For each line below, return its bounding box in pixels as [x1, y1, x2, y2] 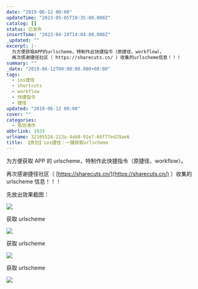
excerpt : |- [6, 43, 37, 49]
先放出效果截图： [6, 191, 50, 198]
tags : [6, 71, 20, 78]
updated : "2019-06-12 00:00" [6, 105, 81, 112]
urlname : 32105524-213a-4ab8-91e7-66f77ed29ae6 [6, 134, 130, 141]
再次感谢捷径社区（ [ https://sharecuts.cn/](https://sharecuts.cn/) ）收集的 [6, 170, 193, 177]
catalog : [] [6, 20, 37, 26]
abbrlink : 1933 [6, 128, 45, 134]
